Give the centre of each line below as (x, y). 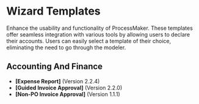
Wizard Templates (53, 11)
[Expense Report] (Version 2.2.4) (57, 81)
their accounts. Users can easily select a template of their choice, (89, 41)
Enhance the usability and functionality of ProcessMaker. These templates (100, 28)
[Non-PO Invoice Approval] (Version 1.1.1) (67, 94)
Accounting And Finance (54, 67)
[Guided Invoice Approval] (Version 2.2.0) (69, 88)
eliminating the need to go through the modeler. (66, 47)
